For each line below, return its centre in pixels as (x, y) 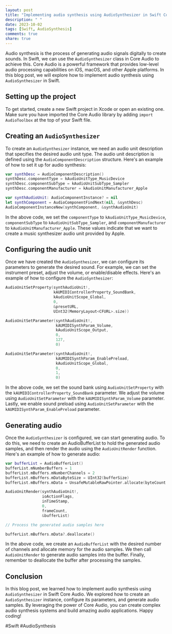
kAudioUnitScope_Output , (82, 330)
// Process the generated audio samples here (55, 525)
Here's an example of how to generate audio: (53, 454)
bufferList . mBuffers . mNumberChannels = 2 (50, 473)
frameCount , (55, 511)
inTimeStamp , (56, 501)
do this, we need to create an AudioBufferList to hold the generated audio (83, 443)
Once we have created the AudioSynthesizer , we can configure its (75, 262)
